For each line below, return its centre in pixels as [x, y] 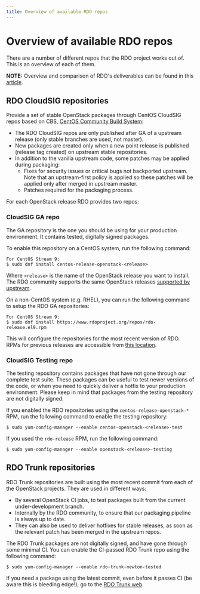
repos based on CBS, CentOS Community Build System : [75, 121]
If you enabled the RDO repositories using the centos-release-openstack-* [98, 410]
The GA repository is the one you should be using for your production [92, 230]
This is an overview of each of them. [51, 64]
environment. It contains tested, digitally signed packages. [78, 236]
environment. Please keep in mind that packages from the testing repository [99, 392]
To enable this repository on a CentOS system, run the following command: [99, 248]
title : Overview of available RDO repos [57, 12]
